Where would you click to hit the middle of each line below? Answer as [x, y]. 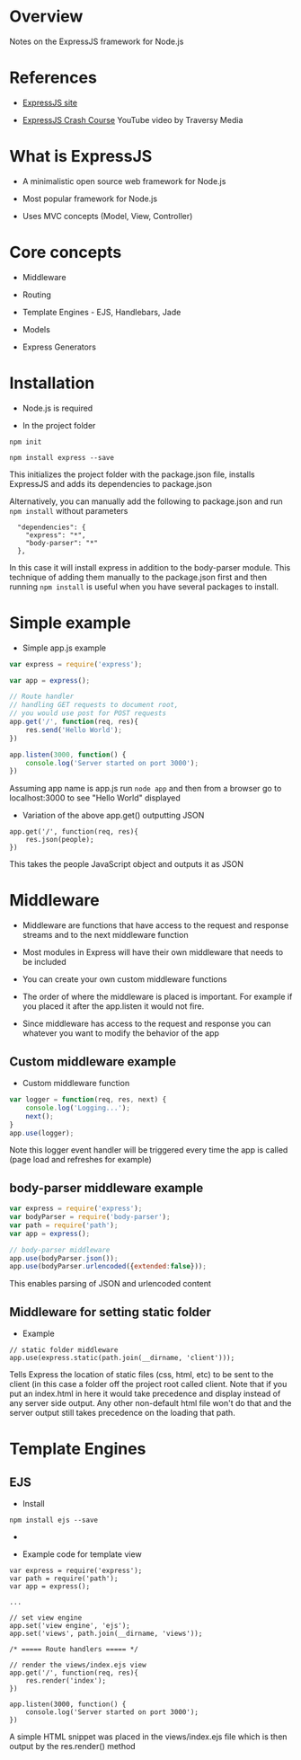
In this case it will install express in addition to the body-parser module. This [150, 567]
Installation [52, 383]
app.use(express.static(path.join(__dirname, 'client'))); [122, 1358]
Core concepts [66, 252]
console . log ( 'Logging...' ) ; [78, 1108]
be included [44, 962]
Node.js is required [58, 408]
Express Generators [59, 347]
